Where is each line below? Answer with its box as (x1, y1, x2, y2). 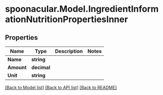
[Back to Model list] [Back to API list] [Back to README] (5, 85, 117, 90)
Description (55, 48, 83, 54)
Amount (7, 64, 27, 71)
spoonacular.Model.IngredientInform (5, 3, 159, 15)
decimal (31, 64, 50, 71)
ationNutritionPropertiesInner (5, 14, 128, 25)
